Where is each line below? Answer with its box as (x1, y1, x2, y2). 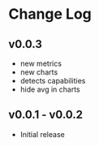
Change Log (8, 5, 92, 24)
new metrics (19, 58, 62, 68)
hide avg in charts (19, 84, 80, 94)
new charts (19, 67, 58, 77)
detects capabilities (19, 76, 86, 85)
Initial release (19, 129, 65, 139)
